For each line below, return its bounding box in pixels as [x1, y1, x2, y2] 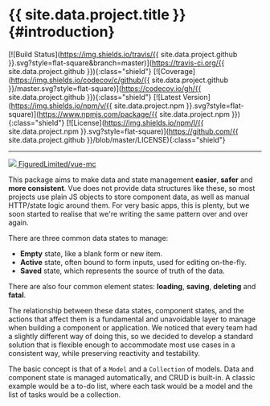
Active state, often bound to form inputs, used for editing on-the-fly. [19, 257, 247, 267]
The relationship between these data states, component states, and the [8, 305, 244, 315]
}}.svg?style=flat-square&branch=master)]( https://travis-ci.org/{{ [8, 58, 225, 68]
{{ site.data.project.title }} [8, 6, 186, 24]
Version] [182, 92, 211, 101]
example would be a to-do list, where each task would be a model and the [8, 381, 253, 391]
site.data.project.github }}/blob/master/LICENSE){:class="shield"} [8, 135, 226, 144]
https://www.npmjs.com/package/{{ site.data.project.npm [39, 109, 231, 118]
